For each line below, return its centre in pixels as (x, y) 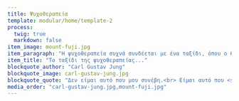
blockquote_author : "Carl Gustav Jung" (67, 67)
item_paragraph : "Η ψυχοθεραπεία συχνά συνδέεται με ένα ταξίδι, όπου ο (117, 54)
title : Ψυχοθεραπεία (38, 14)
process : (20, 27)
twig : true (30, 34)
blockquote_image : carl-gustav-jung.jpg (68, 73)
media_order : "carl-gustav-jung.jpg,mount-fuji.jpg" (87, 87)
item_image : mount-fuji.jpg (49, 47)
